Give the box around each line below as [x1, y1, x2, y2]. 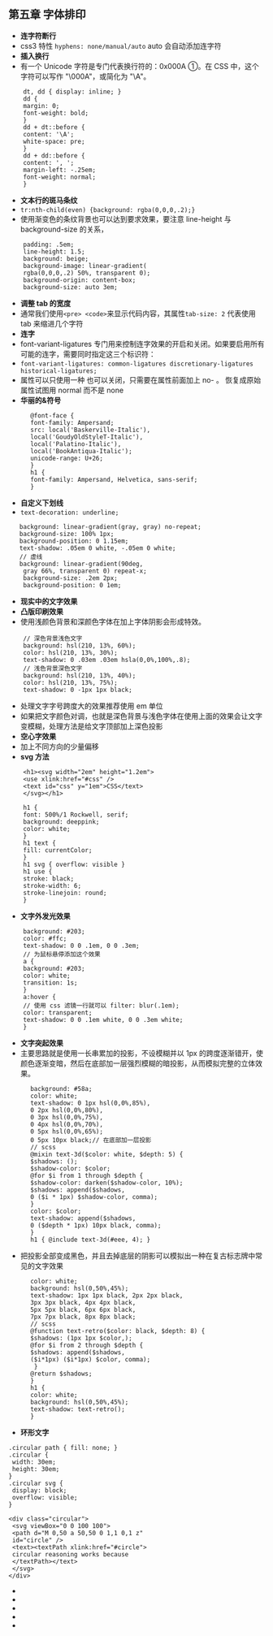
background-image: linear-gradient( [23, 262, 148, 270]
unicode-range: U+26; [29, 454, 104, 462]
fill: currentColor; [23, 846, 93, 855]
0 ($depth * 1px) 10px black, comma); [29, 1221, 162, 1229]
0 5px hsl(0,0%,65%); [29, 1127, 104, 1136]
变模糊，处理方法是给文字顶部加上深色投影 [19, 721, 163, 731]
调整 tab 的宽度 [19, 298, 71, 308]
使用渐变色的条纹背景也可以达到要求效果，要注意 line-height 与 [19, 214, 232, 223]
